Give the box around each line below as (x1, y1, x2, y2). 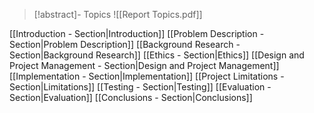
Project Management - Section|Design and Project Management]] (9, 60, 280, 71)
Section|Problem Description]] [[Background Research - (9, 39, 241, 50)
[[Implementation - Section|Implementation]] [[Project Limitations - (9, 70, 285, 82)
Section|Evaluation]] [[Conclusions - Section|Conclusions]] (9, 92, 253, 103)
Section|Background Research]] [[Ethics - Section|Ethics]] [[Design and (9, 49, 305, 61)
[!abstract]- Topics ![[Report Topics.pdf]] (33, 9, 203, 20)
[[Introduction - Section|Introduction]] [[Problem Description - (9, 28, 265, 39)
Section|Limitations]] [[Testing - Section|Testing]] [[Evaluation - (9, 81, 272, 93)
